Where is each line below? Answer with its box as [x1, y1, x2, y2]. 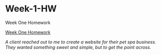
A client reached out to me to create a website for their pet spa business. [5, 38, 156, 45]
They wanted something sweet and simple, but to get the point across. [5, 44, 151, 50]
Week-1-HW [5, 3, 57, 14]
